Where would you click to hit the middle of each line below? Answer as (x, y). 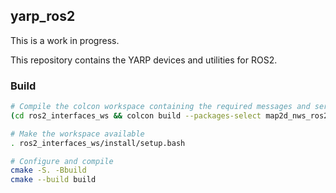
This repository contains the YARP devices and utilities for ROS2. (144, 60)
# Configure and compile (62, 161)
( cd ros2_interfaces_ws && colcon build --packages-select (136, 115)
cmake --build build (53, 180)
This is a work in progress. (65, 40)
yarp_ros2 (43, 16)
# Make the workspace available (77, 134)
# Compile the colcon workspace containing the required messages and (160, 107)
